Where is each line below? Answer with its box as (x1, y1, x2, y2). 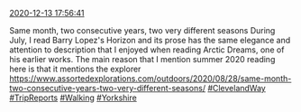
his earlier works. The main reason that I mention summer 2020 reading (9, 54, 276, 64)
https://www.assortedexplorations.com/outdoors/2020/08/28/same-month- (9, 73, 292, 84)
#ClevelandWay (206, 83, 266, 93)
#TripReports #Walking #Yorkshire (9, 92, 137, 103)
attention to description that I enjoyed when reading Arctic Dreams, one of (9, 44, 285, 55)
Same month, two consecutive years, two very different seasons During (9, 25, 276, 35)
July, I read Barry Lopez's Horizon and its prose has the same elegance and (9, 35, 291, 45)
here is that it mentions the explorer (9, 63, 141, 74)
